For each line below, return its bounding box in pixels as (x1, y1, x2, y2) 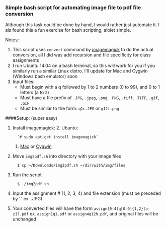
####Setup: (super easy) (5, 115, 58, 121)
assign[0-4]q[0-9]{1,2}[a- (94, 206, 150, 211)
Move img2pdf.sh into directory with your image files (12, 153, 122, 160)
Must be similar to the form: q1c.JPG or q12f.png (20, 105, 119, 112)
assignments (12, 57, 39, 63)
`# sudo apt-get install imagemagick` (17, 135, 99, 140)
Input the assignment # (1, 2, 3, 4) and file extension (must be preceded (12, 190, 161, 196)
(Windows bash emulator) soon (12, 73, 78, 80)
